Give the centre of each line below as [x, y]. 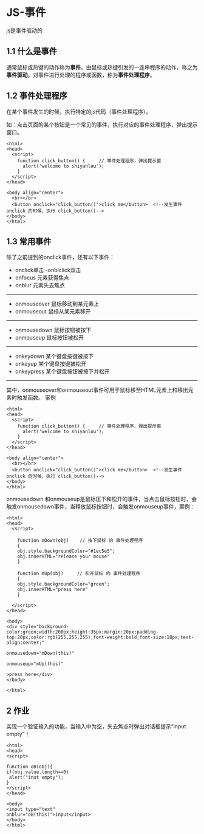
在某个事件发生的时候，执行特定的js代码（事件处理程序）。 [79, 111]
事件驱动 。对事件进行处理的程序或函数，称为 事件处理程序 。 [81, 75]
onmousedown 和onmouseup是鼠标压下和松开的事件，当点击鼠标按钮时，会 [102, 499]
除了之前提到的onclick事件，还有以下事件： [61, 257]
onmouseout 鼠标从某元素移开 [53, 312]
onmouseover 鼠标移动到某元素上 [57, 304]
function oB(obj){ [29, 767]
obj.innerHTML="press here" [53, 590]
